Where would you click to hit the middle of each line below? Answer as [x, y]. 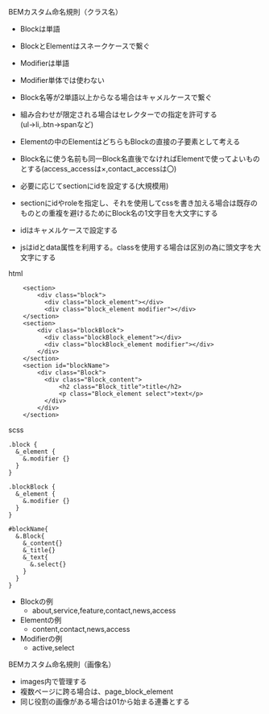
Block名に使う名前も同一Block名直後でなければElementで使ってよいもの [140, 159]
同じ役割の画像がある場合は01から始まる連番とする [105, 702]
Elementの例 [41, 620]
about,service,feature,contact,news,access [104, 611]
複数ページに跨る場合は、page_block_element [97, 691]
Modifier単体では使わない [62, 80]
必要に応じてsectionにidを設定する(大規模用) [94, 186]
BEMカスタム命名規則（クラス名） [65, 12]
